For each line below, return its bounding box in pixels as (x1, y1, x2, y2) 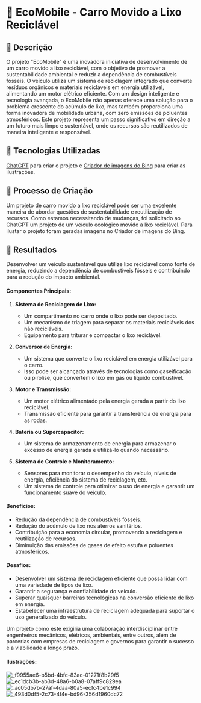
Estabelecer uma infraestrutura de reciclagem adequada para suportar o (14, 607, 195, 615)
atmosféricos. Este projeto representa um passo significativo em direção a (6, 116, 191, 123)
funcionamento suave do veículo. (23, 489, 107, 496)
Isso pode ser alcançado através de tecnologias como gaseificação (23, 367, 191, 375)
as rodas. (23, 417, 48, 424)
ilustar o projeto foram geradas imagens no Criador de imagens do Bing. (6, 227, 185, 234)
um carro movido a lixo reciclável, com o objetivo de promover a (6, 64, 165, 72)
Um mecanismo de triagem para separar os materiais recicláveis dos (23, 318, 194, 326)
